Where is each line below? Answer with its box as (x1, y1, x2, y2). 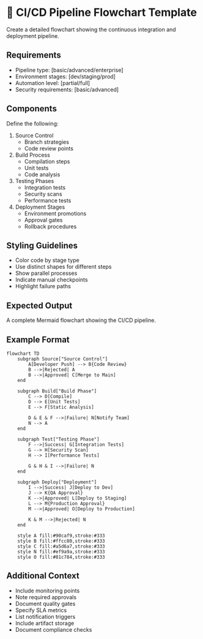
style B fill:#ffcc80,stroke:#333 (17, 538, 105, 544)
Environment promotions (24, 209, 87, 217)
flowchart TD (6, 351, 40, 357)
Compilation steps (24, 157, 70, 165)
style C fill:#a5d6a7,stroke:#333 (17, 544, 105, 550)
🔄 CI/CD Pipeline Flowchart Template (6, 6, 197, 20)
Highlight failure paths (15, 283, 72, 290)
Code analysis (24, 171, 61, 178)
